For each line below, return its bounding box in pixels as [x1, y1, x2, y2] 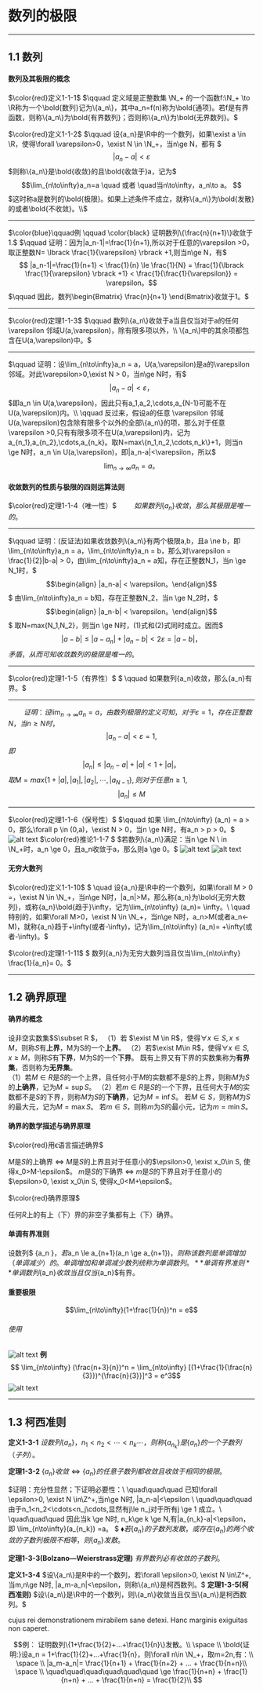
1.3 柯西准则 [8, 1415, 67, 1429]
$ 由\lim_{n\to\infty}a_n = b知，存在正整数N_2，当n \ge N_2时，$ [8, 593, 218, 602]
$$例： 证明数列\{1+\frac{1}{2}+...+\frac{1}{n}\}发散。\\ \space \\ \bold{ [13, 1639, 243, 1649]
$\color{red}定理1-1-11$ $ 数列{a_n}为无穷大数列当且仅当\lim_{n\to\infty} [8, 948, 241, 958]
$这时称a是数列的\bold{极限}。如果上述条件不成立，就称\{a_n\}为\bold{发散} [8, 194, 254, 204]
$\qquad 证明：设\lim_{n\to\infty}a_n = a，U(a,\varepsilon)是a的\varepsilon [8, 360, 250, 369]
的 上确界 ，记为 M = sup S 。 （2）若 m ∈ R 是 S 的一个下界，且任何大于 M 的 [8, 1082, 243, 1091]
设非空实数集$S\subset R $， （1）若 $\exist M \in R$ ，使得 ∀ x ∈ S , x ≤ [8, 1033, 240, 1043]
